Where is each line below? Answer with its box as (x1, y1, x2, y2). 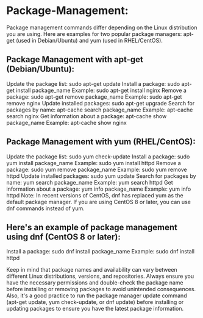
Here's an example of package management (6, 222, 178, 232)
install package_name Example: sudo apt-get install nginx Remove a (16, 87, 187, 94)
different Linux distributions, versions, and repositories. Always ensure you (6, 272, 194, 280)
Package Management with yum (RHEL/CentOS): (6, 136, 196, 147)
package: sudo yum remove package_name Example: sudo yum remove (6, 166, 187, 173)
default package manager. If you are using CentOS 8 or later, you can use (6, 198, 191, 205)
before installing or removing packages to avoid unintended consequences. (6, 286, 196, 293)
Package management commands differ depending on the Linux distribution (6, 24, 198, 31)
